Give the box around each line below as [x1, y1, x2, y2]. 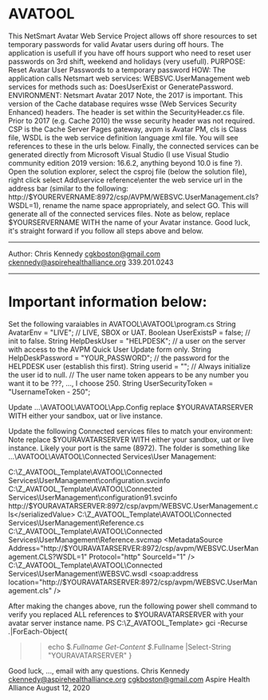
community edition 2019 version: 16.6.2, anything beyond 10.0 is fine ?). [8, 158, 243, 167]
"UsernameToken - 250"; [8, 387, 91, 396]
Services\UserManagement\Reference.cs [8, 517, 144, 527]
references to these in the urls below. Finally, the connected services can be [8, 141, 259, 151]
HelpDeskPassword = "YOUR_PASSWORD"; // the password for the [8, 352, 230, 363]
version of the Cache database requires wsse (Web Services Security [8, 99, 237, 108]
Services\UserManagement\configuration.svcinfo [8, 475, 171, 485]
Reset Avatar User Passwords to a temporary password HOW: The [8, 65, 226, 74]
